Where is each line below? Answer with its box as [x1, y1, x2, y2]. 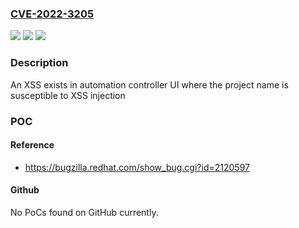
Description [10, 56, 69, 70]
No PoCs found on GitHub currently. [10, 206, 159, 218]
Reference [10, 139, 55, 151]
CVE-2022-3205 [10, 7, 95, 21]
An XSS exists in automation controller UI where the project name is [10, 78, 289, 91]
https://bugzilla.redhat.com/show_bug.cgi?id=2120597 [24, 161, 250, 173]
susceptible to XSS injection [10, 89, 126, 101]
